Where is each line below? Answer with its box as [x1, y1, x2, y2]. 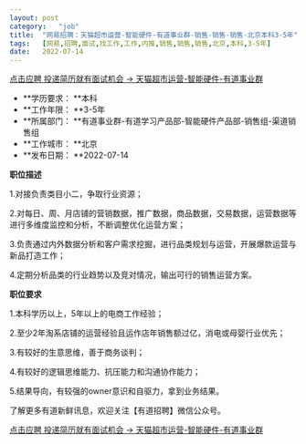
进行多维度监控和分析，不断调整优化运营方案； [9, 220, 185, 231]
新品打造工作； [9, 250, 66, 261]
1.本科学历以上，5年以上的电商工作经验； [9, 308, 164, 319]
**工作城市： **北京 [22, 139, 98, 150]
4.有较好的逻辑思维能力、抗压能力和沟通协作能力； [9, 367, 201, 377]
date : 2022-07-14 [9, 47, 84, 57]
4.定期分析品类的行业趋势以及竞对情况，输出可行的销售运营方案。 [9, 270, 258, 281]
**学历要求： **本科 [22, 93, 98, 104]
